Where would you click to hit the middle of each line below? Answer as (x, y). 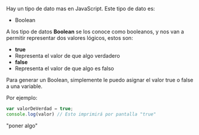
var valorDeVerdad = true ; (40, 109)
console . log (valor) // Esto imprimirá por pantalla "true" (81, 114)
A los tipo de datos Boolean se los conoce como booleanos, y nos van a (95, 32)
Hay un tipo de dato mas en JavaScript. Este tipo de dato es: (81, 9)
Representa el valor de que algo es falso (65, 68)
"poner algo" (22, 125)
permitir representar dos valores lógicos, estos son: (70, 38)
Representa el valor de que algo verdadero (68, 56)
